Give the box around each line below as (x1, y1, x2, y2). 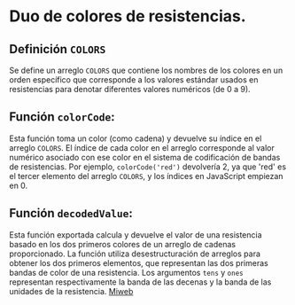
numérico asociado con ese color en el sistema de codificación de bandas (9, 152, 281, 162)
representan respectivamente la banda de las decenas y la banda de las (9, 277, 272, 287)
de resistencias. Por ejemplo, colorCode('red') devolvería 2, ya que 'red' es (9, 161, 286, 172)
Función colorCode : (9, 109, 115, 125)
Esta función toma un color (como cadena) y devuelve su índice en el (9, 133, 262, 144)
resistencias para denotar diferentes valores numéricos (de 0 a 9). (9, 84, 251, 94)
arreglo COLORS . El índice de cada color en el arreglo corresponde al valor (9, 142, 275, 152)
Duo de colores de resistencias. (9, 6, 246, 27)
